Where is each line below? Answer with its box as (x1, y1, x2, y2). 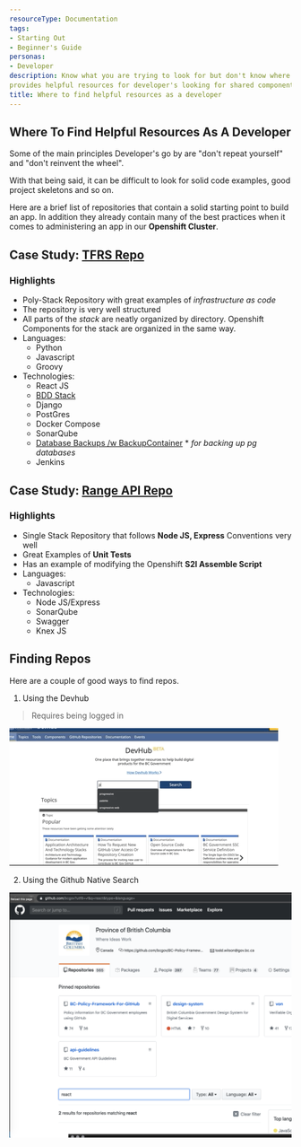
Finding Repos (9, 652, 91, 667)
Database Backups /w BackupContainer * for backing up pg (35, 438, 257, 449)
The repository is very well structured (21, 304, 161, 315)
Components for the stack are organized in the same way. (21, 323, 236, 334)
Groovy (35, 362, 64, 372)
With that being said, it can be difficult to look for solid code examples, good (9, 175, 291, 186)
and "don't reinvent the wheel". (9, 158, 124, 169)
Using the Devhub (21, 692, 90, 704)
